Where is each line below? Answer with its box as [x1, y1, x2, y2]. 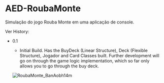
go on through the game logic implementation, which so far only [19, 58, 150, 63]
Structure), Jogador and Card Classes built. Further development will [19, 52, 160, 59]
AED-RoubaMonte [5, 3, 81, 14]
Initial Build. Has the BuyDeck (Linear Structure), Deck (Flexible [19, 47, 148, 53]
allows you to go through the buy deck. [19, 63, 99, 69]
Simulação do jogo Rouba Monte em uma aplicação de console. [5, 19, 134, 25]
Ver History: [5, 28, 30, 34]
